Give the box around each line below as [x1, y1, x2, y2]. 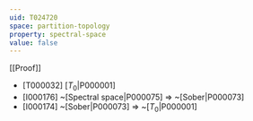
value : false [9, 38, 58, 48]
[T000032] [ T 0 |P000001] [22, 80, 117, 93]
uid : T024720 [9, 13, 58, 22]
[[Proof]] [9, 63, 42, 73]
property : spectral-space [9, 30, 106, 39]
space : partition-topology [9, 22, 110, 30]
